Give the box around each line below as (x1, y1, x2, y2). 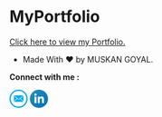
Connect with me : (9, 71, 80, 83)
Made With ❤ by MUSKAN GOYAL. (22, 54, 154, 64)
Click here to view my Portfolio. (9, 36, 126, 47)
